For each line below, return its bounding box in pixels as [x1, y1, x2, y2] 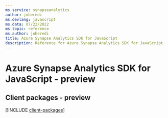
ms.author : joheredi [5, 31, 50, 36]
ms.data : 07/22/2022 [5, 21, 50, 27]
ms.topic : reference [5, 26, 50, 32]
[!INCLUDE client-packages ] [5, 107, 65, 113]
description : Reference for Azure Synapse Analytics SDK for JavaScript [5, 41, 163, 46]
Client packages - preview [5, 94, 91, 102]
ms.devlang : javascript [5, 17, 56, 22]
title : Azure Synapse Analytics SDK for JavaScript [5, 36, 117, 41]
